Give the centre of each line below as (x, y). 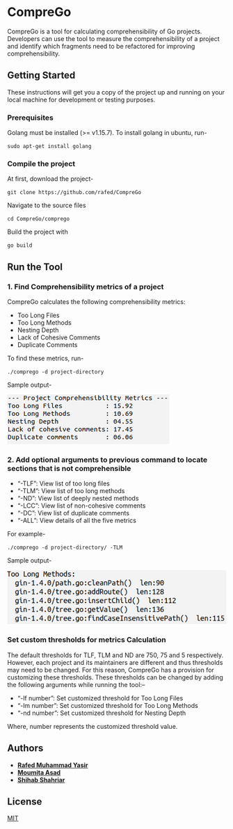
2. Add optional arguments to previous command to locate (107, 460)
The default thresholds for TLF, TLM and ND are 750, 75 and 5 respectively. (115, 655)
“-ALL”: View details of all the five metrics (77, 521)
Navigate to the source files (47, 205)
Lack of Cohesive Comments (59, 337)
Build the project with (38, 232)
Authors (25, 748)
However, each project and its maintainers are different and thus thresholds (115, 662)
